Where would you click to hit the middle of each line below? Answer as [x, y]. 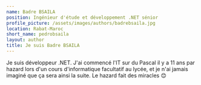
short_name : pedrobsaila [38, 34]
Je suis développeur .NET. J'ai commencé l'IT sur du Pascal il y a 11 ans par [101, 62]
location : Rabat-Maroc [35, 29]
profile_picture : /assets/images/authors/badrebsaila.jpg [81, 23]
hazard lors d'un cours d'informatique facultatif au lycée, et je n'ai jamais [97, 69]
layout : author [25, 40]
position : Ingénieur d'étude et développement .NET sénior [82, 17]
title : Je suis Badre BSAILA [43, 46]
